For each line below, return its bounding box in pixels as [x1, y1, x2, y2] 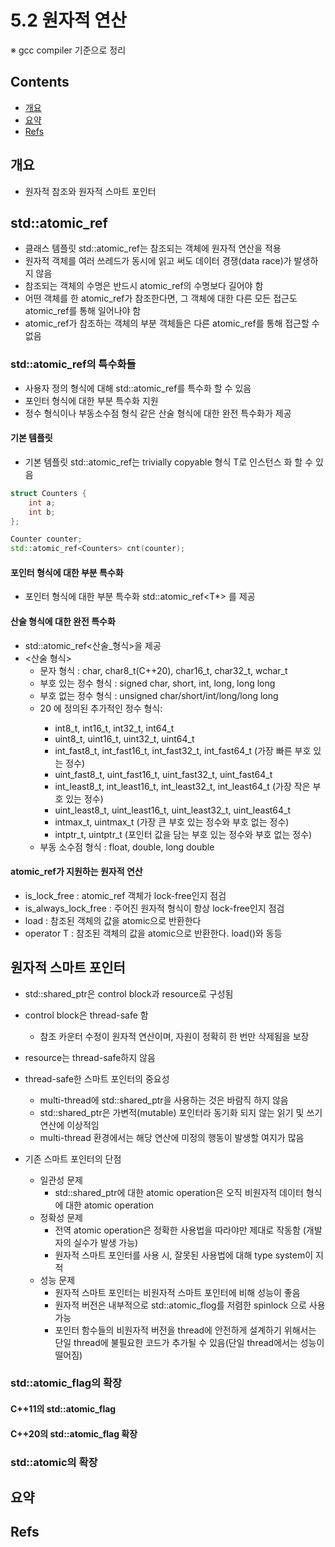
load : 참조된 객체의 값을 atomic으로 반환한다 [24, 914, 202, 926]
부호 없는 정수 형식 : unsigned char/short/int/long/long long [39, 689, 279, 701]
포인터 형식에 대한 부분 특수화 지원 [24, 394, 159, 406]
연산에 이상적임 [39, 1119, 100, 1131]
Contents [10, 74, 70, 91]
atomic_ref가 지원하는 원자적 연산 [10, 866, 143, 878]
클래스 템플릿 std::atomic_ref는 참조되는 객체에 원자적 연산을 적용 [24, 242, 282, 255]
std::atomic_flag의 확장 [10, 1376, 123, 1390]
